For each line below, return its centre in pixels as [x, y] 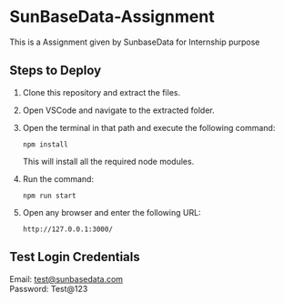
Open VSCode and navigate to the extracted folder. [119, 110]
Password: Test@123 [49, 288]
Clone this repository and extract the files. [101, 92]
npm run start [49, 196]
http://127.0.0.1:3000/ [68, 229]
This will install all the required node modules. [108, 161]
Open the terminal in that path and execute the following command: [149, 127]
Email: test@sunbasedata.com [66, 278]
